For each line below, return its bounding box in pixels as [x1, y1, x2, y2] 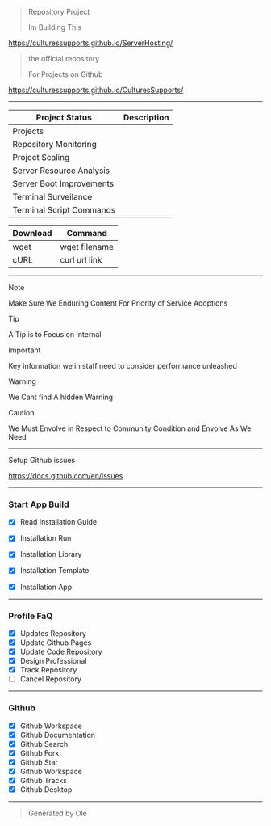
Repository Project [27, 7, 90, 16]
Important [8, 345, 41, 355]
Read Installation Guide [19, 517, 98, 527]
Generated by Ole [27, 808, 87, 819]
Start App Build [8, 499, 70, 510]
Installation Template [19, 566, 90, 575]
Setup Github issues [8, 456, 75, 465]
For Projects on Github [27, 70, 103, 79]
